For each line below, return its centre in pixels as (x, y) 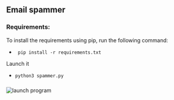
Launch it (18, 63)
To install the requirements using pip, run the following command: (87, 40)
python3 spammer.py (39, 76)
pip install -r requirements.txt (59, 52)
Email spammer (36, 10)
